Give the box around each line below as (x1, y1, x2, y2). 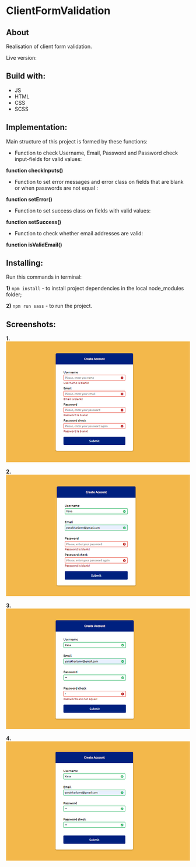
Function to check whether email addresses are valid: (14, 229, 143, 237)
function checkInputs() (6, 167, 64, 174)
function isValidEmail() (6, 241, 62, 248)
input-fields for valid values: (14, 155, 82, 162)
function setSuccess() (6, 218, 62, 225)
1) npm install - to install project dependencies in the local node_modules (6, 285, 184, 292)
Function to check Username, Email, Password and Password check (14, 149, 178, 156)
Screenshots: (6, 319, 57, 329)
